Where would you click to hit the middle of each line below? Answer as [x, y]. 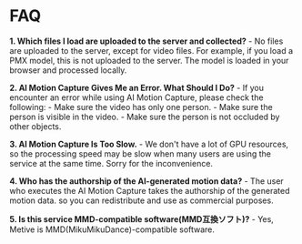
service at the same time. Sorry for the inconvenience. [111, 163]
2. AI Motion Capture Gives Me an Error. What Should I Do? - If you [137, 87]
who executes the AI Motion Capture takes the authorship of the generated [150, 190]
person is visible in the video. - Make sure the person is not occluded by [145, 117]
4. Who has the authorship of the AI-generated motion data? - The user [146, 181]
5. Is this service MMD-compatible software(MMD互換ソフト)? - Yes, [142, 219]
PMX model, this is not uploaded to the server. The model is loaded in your [149, 60]
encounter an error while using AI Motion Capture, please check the [136, 97]
